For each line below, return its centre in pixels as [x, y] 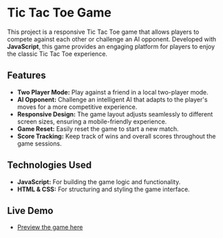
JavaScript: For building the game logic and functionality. [99, 181]
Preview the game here [50, 227]
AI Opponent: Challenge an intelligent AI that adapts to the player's [112, 99]
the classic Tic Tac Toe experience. [57, 54]
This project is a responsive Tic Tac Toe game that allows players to [103, 32]
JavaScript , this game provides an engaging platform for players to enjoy [111, 46]
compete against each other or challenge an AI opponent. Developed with [112, 39]
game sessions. [39, 143]
